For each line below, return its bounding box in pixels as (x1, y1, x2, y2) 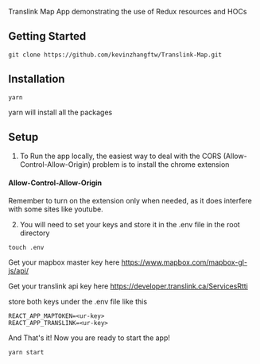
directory (19, 228, 50, 238)
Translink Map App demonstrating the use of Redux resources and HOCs (8, 7, 247, 16)
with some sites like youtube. (8, 204, 103, 214)
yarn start (8, 348, 45, 356)
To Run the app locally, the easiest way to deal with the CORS (19, 151, 222, 161)
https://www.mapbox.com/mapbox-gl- (121, 258, 248, 267)
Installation (8, 72, 65, 86)
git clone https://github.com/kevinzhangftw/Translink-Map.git (8, 51, 223, 59)
